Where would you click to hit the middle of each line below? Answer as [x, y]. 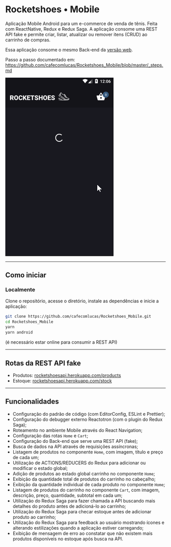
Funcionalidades [32, 402]
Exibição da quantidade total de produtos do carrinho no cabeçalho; [84, 479]
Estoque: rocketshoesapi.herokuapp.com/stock [62, 380]
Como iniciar [26, 275]
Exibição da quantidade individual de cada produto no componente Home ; [89, 484]
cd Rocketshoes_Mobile [29, 322]
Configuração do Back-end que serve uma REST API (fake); [75, 441]
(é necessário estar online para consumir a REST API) [61, 342]
